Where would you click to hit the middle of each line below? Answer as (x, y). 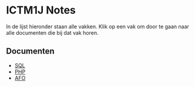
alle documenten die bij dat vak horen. (52, 32)
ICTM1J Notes (41, 10)
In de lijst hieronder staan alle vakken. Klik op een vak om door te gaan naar (98, 26)
